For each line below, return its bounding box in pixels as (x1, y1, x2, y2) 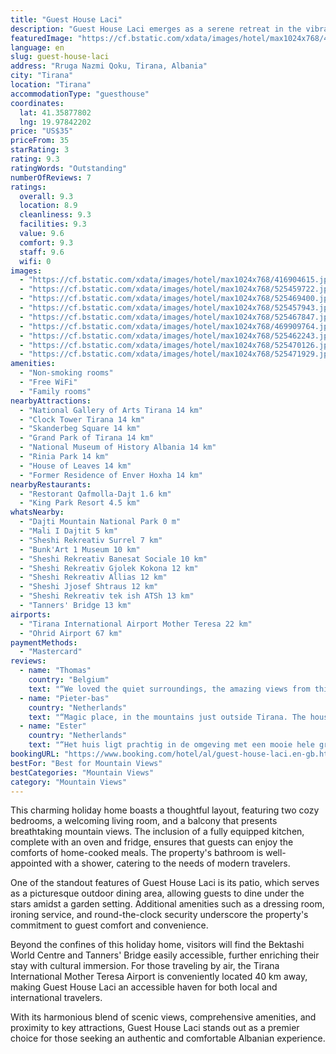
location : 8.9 (19, 201, 78, 211)
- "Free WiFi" (19, 377, 78, 387)
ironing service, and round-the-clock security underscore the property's (10, 909, 309, 921)
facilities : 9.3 (19, 219, 87, 230)
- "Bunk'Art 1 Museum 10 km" (19, 544, 141, 555)
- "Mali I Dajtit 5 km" (19, 526, 118, 536)
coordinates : (10, 98, 65, 108)
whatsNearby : (10, 507, 65, 518)
